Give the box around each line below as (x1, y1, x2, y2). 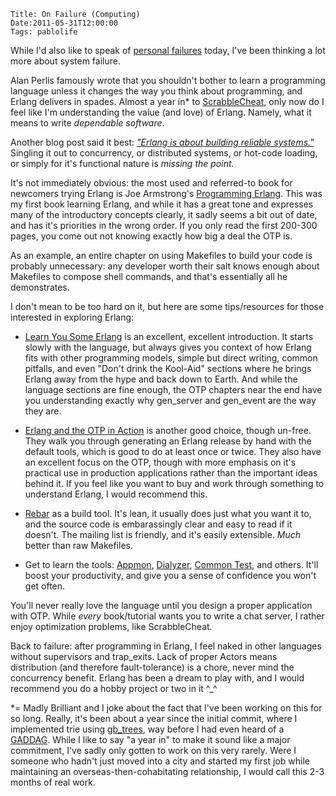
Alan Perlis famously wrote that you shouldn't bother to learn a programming (10, 75, 326, 86)
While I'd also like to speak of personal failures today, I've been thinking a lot (10, 45, 326, 56)
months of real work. (10, 776, 96, 788)
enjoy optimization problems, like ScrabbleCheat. (10, 621, 213, 632)
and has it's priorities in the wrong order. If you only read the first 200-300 (10, 220, 318, 231)
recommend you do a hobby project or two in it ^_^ (10, 683, 218, 694)
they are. (24, 405, 62, 417)
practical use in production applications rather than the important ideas (24, 467, 318, 479)
